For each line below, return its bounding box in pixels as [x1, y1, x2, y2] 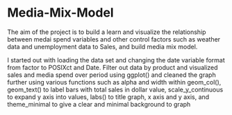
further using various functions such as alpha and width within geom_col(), [7, 78, 222, 86]
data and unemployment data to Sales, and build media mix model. [7, 42, 198, 51]
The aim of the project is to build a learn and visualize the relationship [7, 28, 206, 36]
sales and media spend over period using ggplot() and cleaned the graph [7, 71, 217, 79]
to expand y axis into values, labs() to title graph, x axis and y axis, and [7, 92, 210, 101]
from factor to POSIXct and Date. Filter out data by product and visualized [7, 63, 218, 71]
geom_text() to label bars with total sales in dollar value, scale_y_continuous [7, 85, 224, 94]
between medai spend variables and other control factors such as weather [7, 35, 221, 43]
